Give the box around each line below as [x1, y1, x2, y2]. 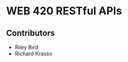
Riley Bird [14, 44, 39, 51]
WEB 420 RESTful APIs [6, 4, 122, 18]
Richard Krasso [14, 50, 52, 57]
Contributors [6, 28, 55, 38]
